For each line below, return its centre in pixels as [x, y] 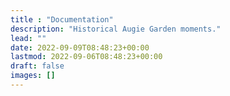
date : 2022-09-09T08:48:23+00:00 [80, 47]
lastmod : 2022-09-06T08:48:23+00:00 [86, 57]
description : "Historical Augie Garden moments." [116, 29]
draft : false [37, 66]
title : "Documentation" [62, 19]
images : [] [33, 76]
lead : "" [28, 38]
